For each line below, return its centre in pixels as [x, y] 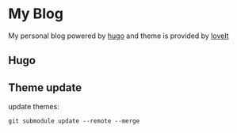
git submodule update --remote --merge [74, 121]
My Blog [36, 14]
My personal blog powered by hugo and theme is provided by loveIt [118, 36]
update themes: [34, 107]
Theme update [45, 87]
